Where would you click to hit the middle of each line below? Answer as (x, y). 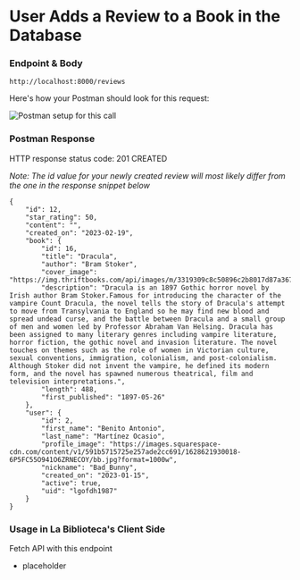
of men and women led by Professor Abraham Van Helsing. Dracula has (142, 327)
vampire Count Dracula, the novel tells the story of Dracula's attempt (147, 303)
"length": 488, (70, 389)
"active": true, (71, 483)
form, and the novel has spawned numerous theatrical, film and (131, 374)
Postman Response (52, 139)
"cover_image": (70, 272)
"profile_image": (73, 444)
